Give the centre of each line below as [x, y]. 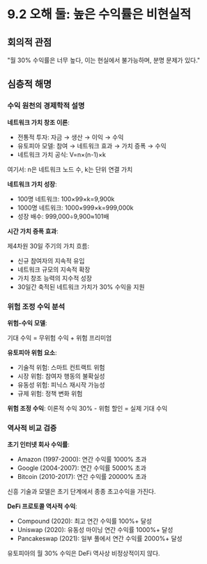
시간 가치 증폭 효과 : [33, 231]
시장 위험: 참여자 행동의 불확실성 [61, 376]
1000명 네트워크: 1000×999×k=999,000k [75, 207]
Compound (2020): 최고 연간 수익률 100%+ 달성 [84, 521]
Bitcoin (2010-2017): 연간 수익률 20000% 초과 [82, 477]
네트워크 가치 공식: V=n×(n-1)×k [61, 155]
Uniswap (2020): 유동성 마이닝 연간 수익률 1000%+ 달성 [95, 530]
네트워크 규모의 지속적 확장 [54, 269]
